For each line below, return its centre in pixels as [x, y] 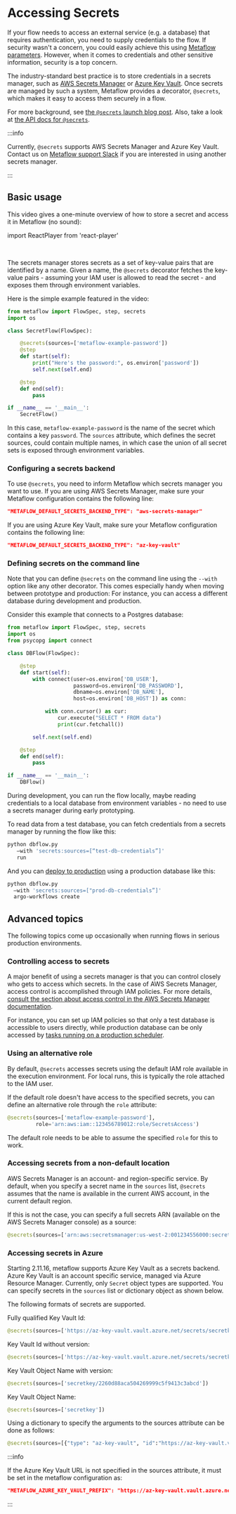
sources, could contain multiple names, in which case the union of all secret [117, 443]
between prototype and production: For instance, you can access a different [118, 594]
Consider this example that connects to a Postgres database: [96, 615]
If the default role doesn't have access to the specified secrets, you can [111, 1097]
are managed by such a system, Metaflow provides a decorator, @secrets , [114, 91]
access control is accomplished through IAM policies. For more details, [110, 992]
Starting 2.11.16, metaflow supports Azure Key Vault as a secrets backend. [113, 1268]
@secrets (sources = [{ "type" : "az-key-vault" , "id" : [83, 1443]
